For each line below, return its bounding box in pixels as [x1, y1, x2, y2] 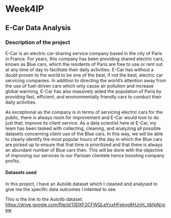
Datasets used [5, 169, 37, 176]
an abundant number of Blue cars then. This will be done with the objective [5, 147, 163, 153]
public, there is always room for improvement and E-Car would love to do [5, 114, 159, 120]
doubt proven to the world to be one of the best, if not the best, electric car [5, 72, 163, 78]
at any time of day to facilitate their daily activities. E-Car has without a [5, 66, 154, 72]
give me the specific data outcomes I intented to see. [5, 186, 117, 192]
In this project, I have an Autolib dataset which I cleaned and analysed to [5, 181, 158, 187]
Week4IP [5, 3, 44, 15]
